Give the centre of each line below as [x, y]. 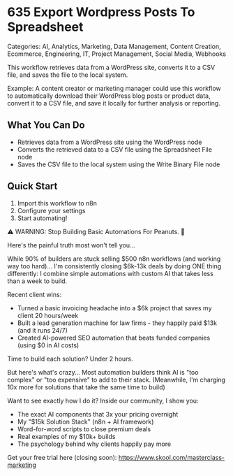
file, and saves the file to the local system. [68, 75]
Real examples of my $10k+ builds [66, 436]
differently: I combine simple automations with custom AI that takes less [111, 273]
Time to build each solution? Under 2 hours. [70, 359]
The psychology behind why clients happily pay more [94, 444]
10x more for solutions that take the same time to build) [86, 387]
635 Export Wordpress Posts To [101, 12]
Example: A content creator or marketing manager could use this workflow [114, 88]
